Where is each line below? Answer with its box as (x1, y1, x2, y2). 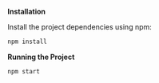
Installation (7, 7, 46, 16)
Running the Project (7, 52, 75, 61)
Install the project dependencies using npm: (7, 22, 153, 31)
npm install (7, 38, 47, 45)
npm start (7, 67, 41, 75)
